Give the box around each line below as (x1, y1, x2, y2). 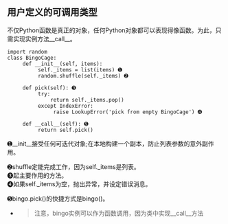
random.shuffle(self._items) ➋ (37, 72, 129, 79)
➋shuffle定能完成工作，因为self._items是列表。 (7, 162, 140, 170)
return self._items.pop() (50, 96, 125, 103)
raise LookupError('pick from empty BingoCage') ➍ (53, 109, 203, 115)
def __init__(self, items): (22, 60, 103, 67)
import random (7, 48, 48, 55)
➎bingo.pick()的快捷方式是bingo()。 (7, 194, 109, 203)
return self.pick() (37, 126, 94, 133)
